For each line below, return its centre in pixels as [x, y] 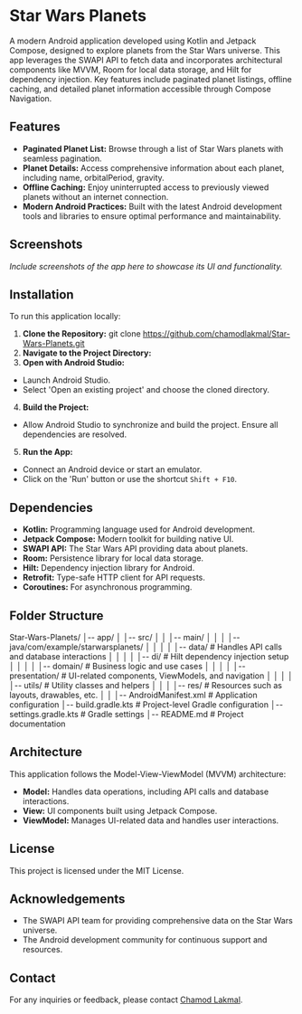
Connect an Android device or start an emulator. [112, 469]
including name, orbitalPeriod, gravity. [93, 177]
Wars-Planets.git [53, 344]
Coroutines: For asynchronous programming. [107, 587]
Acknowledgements [67, 900]
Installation [42, 294]
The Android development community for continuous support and [145, 940]
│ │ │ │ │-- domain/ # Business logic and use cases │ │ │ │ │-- [127, 666]
